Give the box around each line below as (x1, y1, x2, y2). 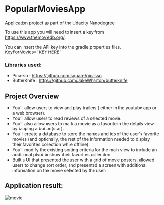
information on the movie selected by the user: (12, 168, 107, 174)
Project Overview (5, 92, 59, 100)
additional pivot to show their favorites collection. (12, 152, 112, 158)
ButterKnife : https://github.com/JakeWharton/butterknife (12, 77, 128, 84)
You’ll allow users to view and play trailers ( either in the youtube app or (12, 105, 157, 111)
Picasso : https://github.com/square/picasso (12, 73, 102, 78)
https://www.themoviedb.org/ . (5, 34, 66, 40)
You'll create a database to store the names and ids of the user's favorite (12, 131, 159, 137)
